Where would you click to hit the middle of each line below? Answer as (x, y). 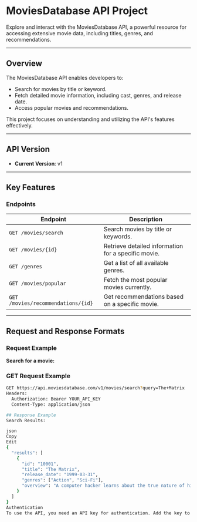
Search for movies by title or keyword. (60, 89)
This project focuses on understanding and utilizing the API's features (90, 119)
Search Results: (26, 420)
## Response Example (31, 415)
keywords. (118, 237)
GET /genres (26, 267)
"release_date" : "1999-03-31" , (60, 475)
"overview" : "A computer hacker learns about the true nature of (103, 486)
